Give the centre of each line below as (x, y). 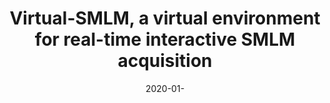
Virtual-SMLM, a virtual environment (165, 18)
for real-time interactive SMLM (165, 39)
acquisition (165, 61)
